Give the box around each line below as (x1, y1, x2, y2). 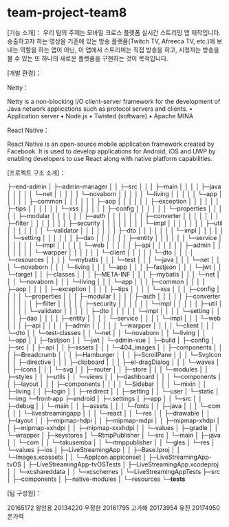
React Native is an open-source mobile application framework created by (7, 140, 215, 148)
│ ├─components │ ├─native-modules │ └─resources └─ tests (7, 475, 186, 483)
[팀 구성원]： (7, 488, 42, 497)
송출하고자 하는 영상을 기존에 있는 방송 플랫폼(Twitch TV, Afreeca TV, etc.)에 (7, 36, 215, 45)
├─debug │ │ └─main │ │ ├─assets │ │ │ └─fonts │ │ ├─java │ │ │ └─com (7, 401, 221, 410)
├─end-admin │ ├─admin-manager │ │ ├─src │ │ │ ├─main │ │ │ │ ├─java (7, 182, 221, 191)
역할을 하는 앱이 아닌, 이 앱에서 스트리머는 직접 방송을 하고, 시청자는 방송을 (19, 45, 220, 54)
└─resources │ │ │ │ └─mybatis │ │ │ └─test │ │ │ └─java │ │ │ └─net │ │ (7, 255, 221, 263)
